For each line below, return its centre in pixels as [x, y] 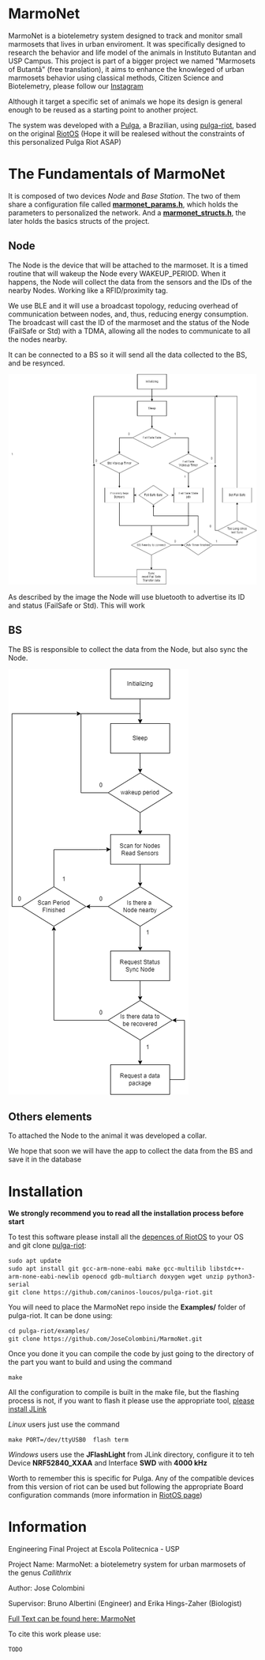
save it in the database [45, 1159]
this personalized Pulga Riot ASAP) [65, 142]
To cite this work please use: [54, 1634]
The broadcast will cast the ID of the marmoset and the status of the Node [129, 322]
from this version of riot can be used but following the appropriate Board [126, 1487]
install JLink [28, 1409]
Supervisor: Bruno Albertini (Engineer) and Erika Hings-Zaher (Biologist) [125, 1604]
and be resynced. [37, 363]
